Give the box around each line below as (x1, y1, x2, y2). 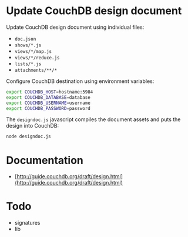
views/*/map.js (14, 48, 52, 54)
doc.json (14, 36, 36, 42)
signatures (14, 219, 41, 226)
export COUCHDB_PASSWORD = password (6, 105, 91, 111)
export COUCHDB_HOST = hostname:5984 (6, 89, 93, 95)
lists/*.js (14, 61, 42, 67)
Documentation (6, 153, 84, 167)
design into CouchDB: (6, 122, 59, 129)
